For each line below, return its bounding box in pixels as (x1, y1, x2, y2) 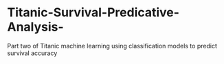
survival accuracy (7, 49, 58, 57)
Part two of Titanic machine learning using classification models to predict (7, 42, 218, 50)
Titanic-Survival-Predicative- (7, 5, 180, 20)
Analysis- (7, 19, 64, 35)
